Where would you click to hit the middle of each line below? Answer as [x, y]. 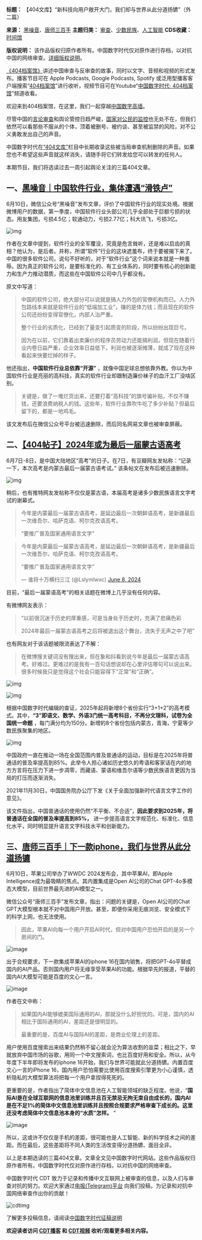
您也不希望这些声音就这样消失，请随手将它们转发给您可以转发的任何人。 [96, 154]
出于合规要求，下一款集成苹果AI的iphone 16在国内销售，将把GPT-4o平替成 [99, 962]
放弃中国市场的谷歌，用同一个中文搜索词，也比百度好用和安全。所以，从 [101, 1055]
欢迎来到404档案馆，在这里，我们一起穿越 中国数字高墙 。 [77, 106]
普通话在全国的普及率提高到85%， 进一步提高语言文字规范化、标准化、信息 [100, 818]
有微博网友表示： [27, 605]
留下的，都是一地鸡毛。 [50, 411]
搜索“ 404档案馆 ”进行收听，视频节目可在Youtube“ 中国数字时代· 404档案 [105, 86]
